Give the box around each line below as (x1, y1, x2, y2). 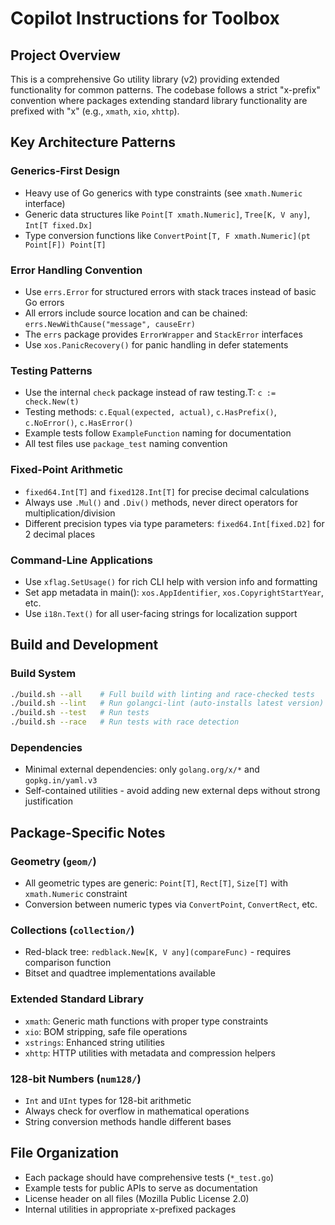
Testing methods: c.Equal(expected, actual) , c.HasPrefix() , (24, 406, 277, 418)
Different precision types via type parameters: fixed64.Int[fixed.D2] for (24, 517, 325, 529)
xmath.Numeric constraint (24, 888, 128, 900)
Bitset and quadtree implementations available (24, 967, 216, 979)
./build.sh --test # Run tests (10, 708, 150, 718)
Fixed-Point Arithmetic (10, 463, 124, 477)
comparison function (24, 957, 112, 969)
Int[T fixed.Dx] (24, 220, 93, 231)
